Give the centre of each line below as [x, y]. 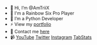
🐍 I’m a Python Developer [37, 18]
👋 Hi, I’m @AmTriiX [30, 8]
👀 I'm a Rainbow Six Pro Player [42, 13]
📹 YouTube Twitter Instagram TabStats [51, 37]
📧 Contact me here [30, 31]
